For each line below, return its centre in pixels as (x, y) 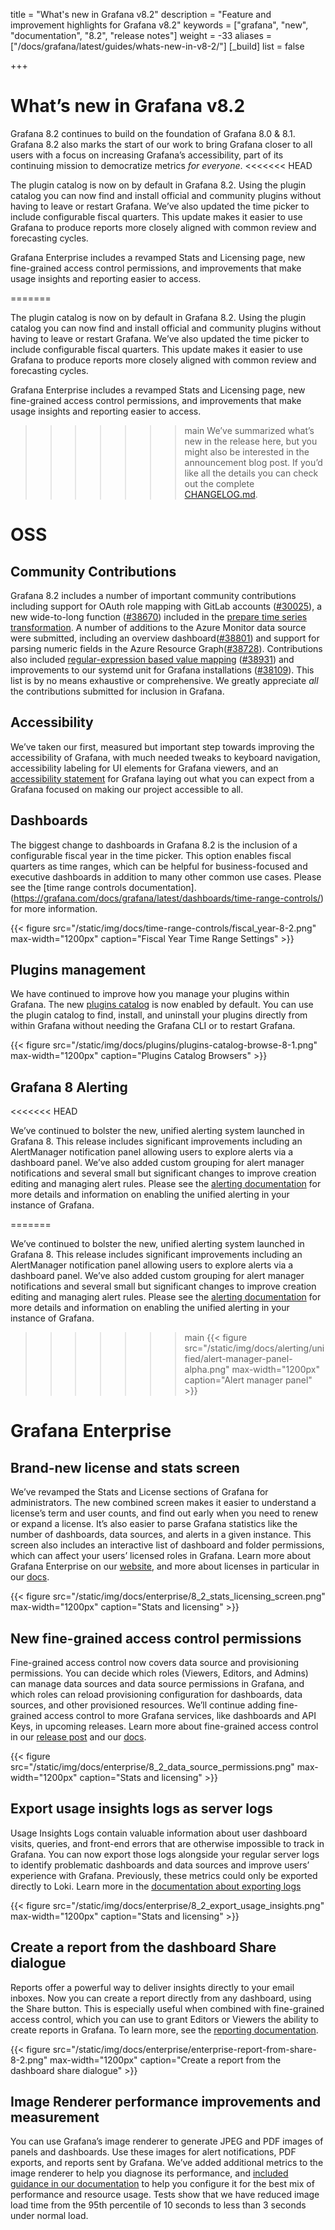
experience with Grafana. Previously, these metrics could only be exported (164, 1875)
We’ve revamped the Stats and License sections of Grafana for (139, 1492)
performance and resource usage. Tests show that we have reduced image (165, 2195)
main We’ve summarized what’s (249, 430)
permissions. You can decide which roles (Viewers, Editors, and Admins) (159, 1673)
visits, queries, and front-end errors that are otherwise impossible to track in (167, 1843)
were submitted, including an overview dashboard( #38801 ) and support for (165, 638)
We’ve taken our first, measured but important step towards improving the (162, 746)
